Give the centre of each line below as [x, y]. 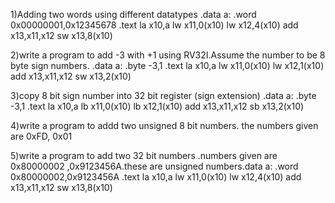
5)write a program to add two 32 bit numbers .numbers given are [144, 155]
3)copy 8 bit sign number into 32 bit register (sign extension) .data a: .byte [163, 95]
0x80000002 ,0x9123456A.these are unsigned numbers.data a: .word [154, 166]
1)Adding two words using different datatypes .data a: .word [133, 14]
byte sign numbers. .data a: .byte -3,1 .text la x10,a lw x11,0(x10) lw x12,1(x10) [167, 65]
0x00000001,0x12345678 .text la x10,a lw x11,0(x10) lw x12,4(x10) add [154, 25]
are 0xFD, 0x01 [41, 136]
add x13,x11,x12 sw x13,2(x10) [71, 76]
